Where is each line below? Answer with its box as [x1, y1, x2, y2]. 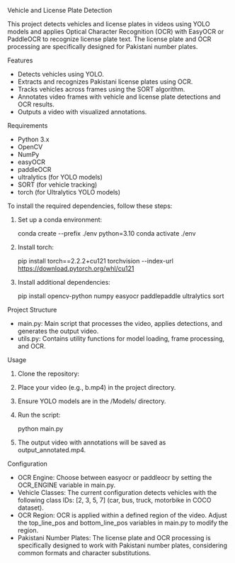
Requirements [7, 121, 48, 130]
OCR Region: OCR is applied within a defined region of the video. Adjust [17, 511, 228, 519]
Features [7, 56, 33, 65]
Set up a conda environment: [17, 216, 103, 224]
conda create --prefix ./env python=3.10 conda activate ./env [17, 229, 196, 237]
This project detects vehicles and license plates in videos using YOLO [7, 20, 210, 28]
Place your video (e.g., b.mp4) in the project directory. [17, 383, 176, 391]
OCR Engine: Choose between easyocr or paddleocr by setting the [17, 474, 212, 481]
